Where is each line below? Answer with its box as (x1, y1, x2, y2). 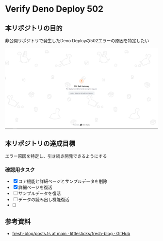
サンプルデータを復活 (18, 190, 61, 196)
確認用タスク (5, 167, 35, 173)
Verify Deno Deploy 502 (5, 3, 103, 15)
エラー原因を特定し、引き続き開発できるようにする (5, 153, 107, 159)
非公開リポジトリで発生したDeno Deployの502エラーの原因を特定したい (5, 38, 149, 43)
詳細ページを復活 (18, 185, 52, 190)
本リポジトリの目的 (5, 24, 63, 32)
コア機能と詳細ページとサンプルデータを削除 (18, 178, 108, 184)
